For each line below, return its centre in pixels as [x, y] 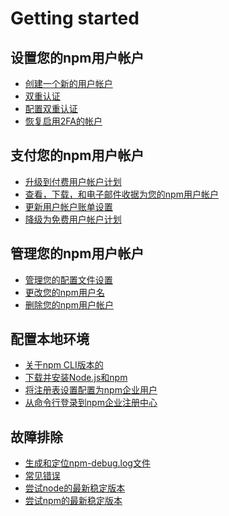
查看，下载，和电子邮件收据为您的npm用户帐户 [121, 194]
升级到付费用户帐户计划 [73, 181]
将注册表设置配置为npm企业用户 [91, 390]
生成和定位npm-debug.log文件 [87, 463]
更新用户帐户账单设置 [68, 206]
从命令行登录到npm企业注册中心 [91, 403]
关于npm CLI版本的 [64, 365]
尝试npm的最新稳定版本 [73, 501]
